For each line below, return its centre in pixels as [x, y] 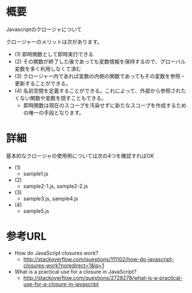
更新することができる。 [43, 83]
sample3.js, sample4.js [51, 198]
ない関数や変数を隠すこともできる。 [63, 98]
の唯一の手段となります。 [54, 112]
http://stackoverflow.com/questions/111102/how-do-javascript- [98, 259]
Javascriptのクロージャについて [44, 29]
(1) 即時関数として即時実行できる [54, 54]
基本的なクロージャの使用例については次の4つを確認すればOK [80, 156]
